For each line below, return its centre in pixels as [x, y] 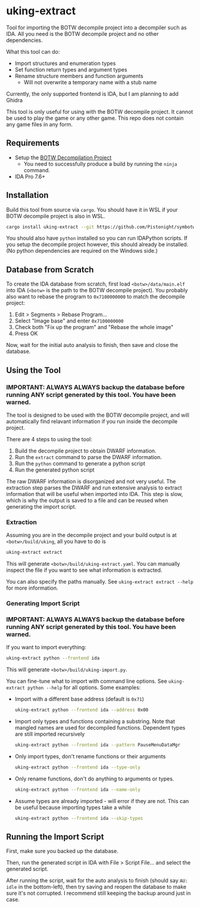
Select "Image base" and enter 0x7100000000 [69, 321]
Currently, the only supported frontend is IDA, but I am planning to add [92, 94]
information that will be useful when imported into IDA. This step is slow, [95, 494]
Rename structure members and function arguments [79, 76]
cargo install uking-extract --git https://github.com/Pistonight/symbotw [101, 227]
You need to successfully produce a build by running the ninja [100, 164]
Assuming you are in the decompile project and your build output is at [91, 535]
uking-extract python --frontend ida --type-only [78, 767]
